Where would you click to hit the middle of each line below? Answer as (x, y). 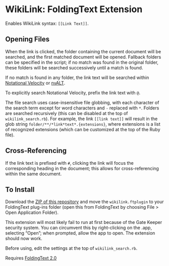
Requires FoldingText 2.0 (31, 258)
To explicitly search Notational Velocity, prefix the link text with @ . (73, 93)
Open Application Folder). (32, 213)
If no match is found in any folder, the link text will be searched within (77, 78)
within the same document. (34, 174)
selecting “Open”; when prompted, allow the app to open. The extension (80, 233)
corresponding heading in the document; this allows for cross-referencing (82, 168)
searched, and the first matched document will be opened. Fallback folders (83, 57)
